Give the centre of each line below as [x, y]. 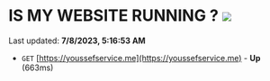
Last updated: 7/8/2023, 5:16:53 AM [77, 40]
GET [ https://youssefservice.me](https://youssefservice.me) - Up [141, 58]
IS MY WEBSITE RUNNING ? [114, 16]
